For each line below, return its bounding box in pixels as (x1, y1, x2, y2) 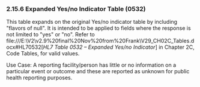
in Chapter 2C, (158, 44, 195, 51)
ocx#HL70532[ (6, 44, 44, 51)
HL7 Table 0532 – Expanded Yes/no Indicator (43, 44, 156, 51)
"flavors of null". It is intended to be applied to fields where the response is (6, 24, 191, 32)
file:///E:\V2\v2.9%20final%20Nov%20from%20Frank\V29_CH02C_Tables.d (6, 38, 195, 45)
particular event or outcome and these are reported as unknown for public (6, 68, 190, 75)
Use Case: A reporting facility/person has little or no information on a (6, 61, 177, 69)
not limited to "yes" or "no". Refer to (6, 31, 95, 38)
